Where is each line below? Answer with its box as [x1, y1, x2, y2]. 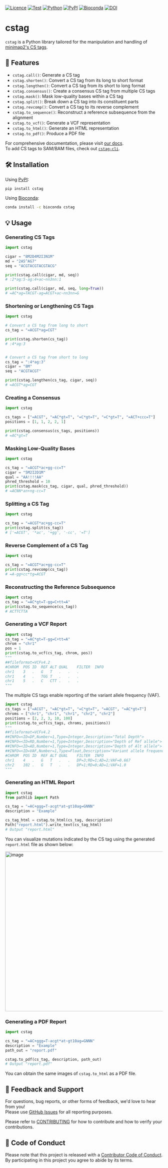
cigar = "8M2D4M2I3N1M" [5, 254, 55, 259]
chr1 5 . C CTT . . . [5, 678, 79, 683]
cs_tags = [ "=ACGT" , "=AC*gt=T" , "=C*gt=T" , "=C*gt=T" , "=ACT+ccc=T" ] [5, 415, 155, 420]
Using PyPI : [5, 176, 29, 182]
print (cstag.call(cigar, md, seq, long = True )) [5, 286, 104, 291]
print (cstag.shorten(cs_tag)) [5, 336, 68, 341]
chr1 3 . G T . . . [5, 669, 79, 674]
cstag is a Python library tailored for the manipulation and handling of [5, 39, 147, 45]
